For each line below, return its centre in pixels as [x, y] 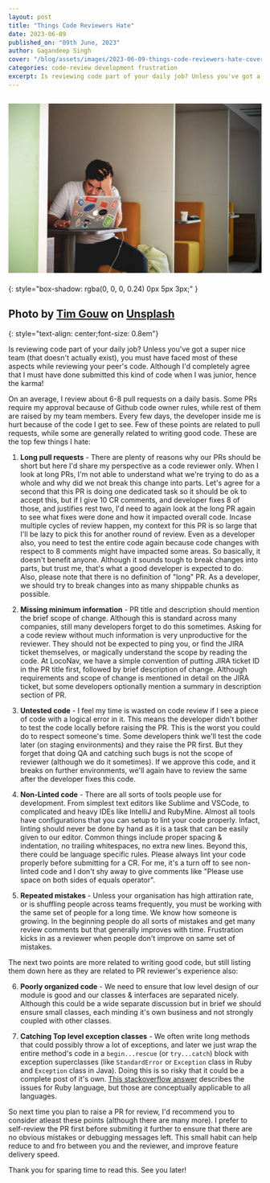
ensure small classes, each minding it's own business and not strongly [137, 1012]
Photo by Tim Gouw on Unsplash [92, 314]
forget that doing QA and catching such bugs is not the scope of [126, 753]
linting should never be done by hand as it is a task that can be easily [134, 828]
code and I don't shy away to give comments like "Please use [141, 871]
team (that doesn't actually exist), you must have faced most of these [123, 357]
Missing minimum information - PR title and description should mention [139, 609]
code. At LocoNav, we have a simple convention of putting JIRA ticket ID [139, 660]
